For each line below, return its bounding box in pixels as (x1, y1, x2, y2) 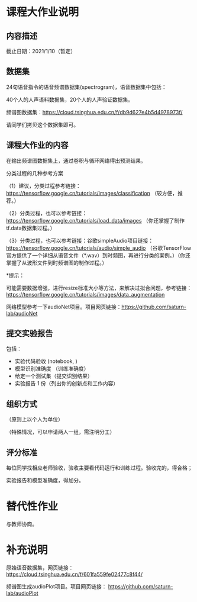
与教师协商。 (6, 520, 37, 527)
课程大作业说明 (6, 5, 79, 19)
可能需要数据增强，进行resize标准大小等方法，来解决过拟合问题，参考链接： (6, 284, 192, 291)
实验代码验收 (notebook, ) (14, 358, 78, 365)
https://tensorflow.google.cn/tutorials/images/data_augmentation (6, 291, 165, 298)
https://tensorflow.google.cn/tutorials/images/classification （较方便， (6, 189, 178, 197)
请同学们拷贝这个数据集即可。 (6, 121, 79, 128)
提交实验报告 (6, 329, 53, 339)
